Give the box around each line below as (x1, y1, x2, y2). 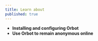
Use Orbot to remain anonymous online (12, 30, 94, 36)
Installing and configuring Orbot (12, 25, 79, 31)
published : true (5, 12, 38, 17)
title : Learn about (5, 7, 45, 12)
